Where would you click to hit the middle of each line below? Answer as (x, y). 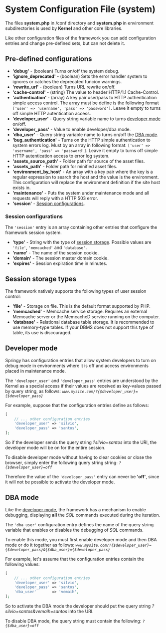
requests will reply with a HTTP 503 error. (55, 198)
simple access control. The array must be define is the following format (85, 103)
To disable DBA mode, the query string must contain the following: (73, 621)
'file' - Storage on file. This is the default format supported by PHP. (81, 306)
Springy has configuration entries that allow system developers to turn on (81, 360)
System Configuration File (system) (80, 9)
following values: (22, 564)
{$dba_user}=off (22, 626)
